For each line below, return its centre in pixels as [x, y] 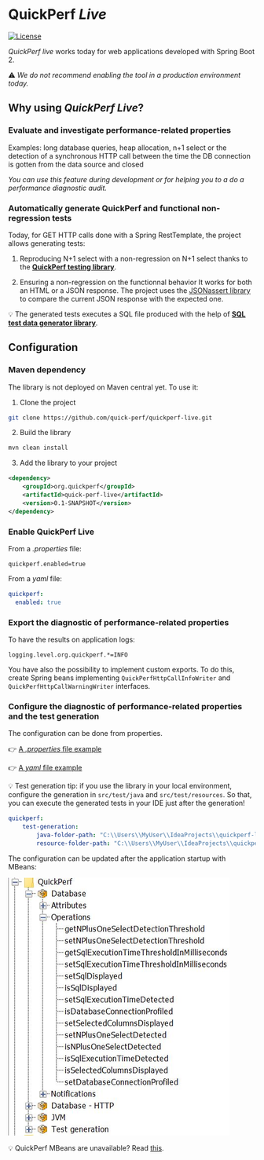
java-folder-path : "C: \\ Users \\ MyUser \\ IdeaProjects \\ [128, 835]
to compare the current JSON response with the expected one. [121, 298]
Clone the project [48, 402]
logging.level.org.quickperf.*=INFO [68, 655]
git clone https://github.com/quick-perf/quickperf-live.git [110, 418]
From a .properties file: [45, 549]
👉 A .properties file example [55, 749]
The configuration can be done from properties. [86, 734]
